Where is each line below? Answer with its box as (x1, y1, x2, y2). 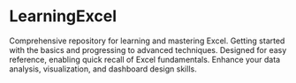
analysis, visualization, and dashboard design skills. (9, 64, 197, 74)
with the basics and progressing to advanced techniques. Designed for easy (9, 44, 287, 55)
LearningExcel (9, 6, 118, 26)
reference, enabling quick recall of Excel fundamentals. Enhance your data (9, 54, 281, 64)
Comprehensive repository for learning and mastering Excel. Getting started (9, 35, 285, 46)
